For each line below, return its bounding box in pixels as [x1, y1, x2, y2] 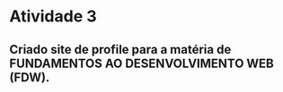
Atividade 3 [9, 6, 97, 27]
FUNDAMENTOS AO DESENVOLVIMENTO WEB [9, 55, 274, 71]
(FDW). [9, 70, 50, 85]
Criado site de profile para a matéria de [9, 42, 232, 57]
